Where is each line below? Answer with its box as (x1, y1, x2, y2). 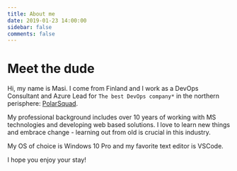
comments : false (7, 30, 55, 38)
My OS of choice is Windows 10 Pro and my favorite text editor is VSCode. (7, 142, 224, 150)
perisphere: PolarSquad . (7, 99, 79, 108)
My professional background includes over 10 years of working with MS (7, 113, 216, 121)
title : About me (7, 10, 55, 18)
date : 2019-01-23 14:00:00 (7, 17, 87, 24)
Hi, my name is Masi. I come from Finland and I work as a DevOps (7, 84, 199, 93)
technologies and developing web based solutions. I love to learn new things (7, 121, 231, 129)
